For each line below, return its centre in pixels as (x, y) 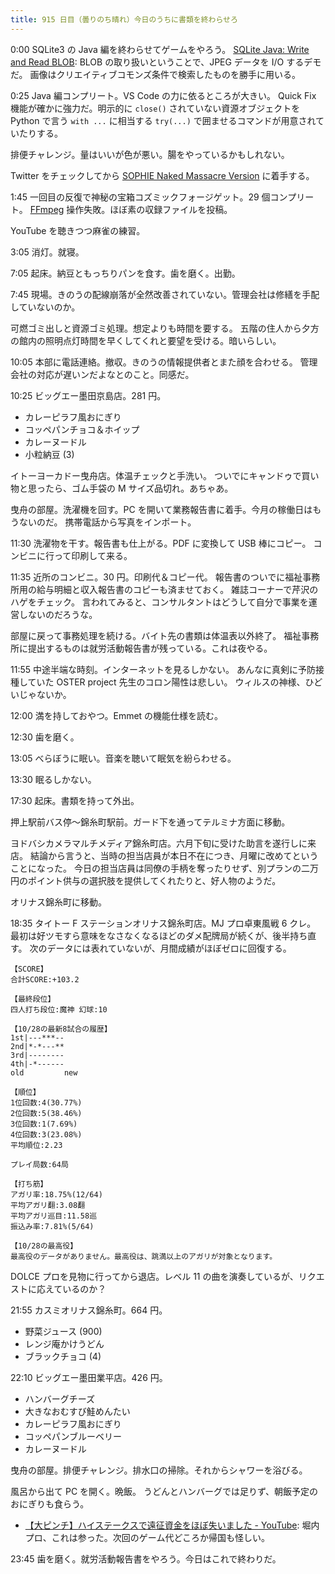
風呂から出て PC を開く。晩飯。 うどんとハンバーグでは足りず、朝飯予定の (164, 1491)
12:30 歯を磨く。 (45, 737)
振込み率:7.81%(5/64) (52, 1226)
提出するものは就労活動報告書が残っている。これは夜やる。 (150, 648)
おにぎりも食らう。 (50, 1503)
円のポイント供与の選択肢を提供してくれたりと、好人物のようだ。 (146, 880)
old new (44, 1072)
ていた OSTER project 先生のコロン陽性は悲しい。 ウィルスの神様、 (166, 682)
